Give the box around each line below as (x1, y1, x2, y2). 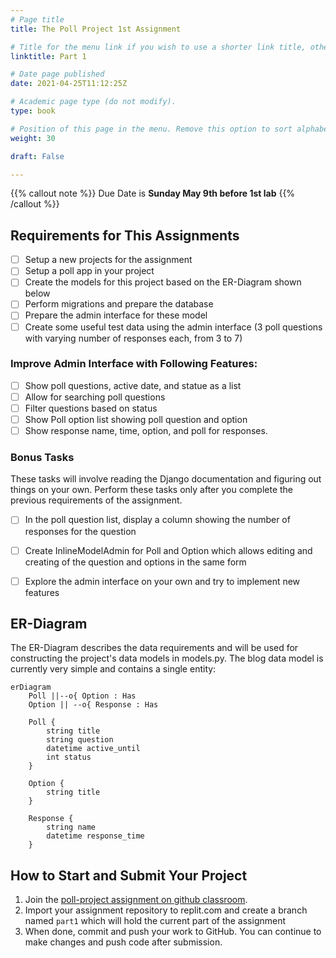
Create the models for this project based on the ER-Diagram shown (24, 276, 302, 288)
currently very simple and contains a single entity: (10, 663, 217, 675)
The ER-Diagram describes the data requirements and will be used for (10, 642, 299, 654)
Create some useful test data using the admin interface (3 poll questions (24, 321, 323, 333)
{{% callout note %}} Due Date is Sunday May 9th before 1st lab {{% (10, 187, 296, 200)
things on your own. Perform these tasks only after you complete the (10, 484, 294, 496)
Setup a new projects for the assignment (24, 254, 193, 266)
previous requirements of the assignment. (10, 494, 183, 506)
